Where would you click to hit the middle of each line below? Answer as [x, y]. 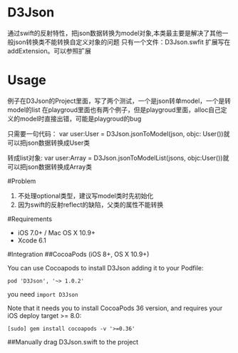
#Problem [22, 181]
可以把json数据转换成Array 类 [50, 167]
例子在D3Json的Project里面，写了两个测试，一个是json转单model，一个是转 [119, 101]
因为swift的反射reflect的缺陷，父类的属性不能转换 [90, 205]
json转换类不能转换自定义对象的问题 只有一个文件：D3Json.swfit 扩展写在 [122, 42]
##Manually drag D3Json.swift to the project [73, 342]
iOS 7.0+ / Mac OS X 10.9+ [57, 232]
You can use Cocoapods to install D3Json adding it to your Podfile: [106, 267]
